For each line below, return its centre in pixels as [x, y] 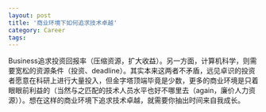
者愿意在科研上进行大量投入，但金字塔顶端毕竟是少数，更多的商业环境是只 [130, 80]
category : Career [37, 30]
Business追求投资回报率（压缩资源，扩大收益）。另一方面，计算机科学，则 [129, 61]
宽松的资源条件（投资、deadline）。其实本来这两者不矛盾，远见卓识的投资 [135, 71]
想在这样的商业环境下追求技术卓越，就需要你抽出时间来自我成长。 [137, 100]
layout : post [30, 15]
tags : [17, 37]
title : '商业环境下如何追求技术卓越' [63, 23]
